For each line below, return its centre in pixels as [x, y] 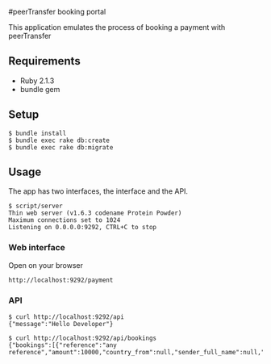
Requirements [44, 61]
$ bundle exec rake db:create [59, 140]
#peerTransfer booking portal [57, 12]
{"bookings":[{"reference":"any [63, 345]
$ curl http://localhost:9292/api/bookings [83, 338]
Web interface [37, 248]
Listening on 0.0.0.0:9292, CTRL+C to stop [83, 228]
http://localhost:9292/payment [61, 280]
